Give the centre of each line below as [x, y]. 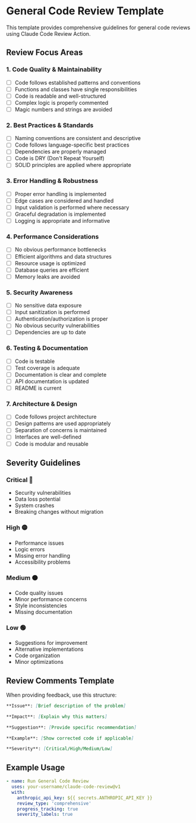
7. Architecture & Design [42, 403]
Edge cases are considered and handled [64, 200]
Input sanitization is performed [52, 312]
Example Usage [36, 767]
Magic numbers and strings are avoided [64, 109]
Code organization [37, 656]
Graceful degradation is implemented [60, 214]
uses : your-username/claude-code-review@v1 [66, 787]
